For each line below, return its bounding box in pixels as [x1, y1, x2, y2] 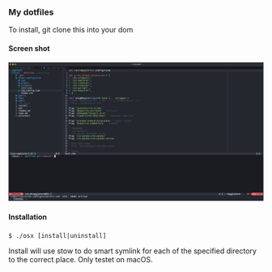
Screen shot [8, 43, 50, 53]
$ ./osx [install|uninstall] [8, 231, 107, 240]
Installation [8, 212, 47, 222]
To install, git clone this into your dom [8, 25, 134, 35]
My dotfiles [8, 6, 54, 18]
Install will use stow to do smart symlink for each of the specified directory [8, 246, 257, 256]
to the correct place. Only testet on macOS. [8, 254, 154, 264]
